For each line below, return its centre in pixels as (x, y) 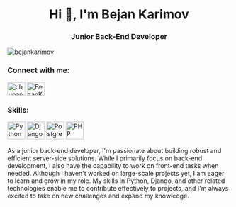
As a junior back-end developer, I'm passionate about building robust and (114, 151)
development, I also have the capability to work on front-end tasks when (113, 166)
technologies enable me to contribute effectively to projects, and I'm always (118, 189)
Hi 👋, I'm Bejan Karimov (119, 15)
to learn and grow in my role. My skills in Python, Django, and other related (116, 181)
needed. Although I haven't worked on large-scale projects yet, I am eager (116, 174)
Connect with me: (39, 70)
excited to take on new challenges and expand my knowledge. (98, 196)
